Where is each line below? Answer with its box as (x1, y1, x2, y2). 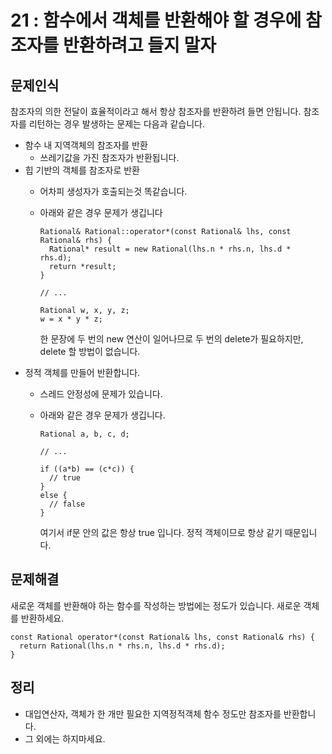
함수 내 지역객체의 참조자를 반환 (24, 139, 148, 151)
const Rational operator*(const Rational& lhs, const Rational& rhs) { (10, 632, 315, 642)
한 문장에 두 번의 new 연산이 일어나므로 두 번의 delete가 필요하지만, (39, 333, 304, 345)
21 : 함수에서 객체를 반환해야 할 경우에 (10, 9, 302, 32)
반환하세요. (20, 612, 65, 624)
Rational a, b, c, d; (39, 429, 130, 439)
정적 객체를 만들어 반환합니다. (24, 367, 141, 378)
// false (48, 499, 86, 509)
